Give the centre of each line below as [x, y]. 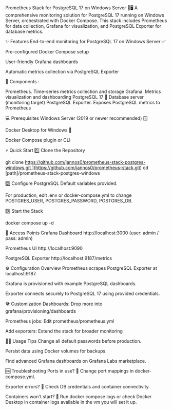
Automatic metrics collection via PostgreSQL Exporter [62, 72]
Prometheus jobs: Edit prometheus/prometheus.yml [60, 321]
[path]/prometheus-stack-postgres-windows [53, 173]
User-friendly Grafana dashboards [42, 62]
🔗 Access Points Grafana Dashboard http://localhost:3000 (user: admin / [82, 233]
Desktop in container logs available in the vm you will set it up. [71, 402]
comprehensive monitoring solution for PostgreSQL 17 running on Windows [85, 15]
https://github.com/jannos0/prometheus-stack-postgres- [85, 162]
